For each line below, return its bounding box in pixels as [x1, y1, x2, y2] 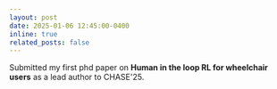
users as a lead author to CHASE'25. [9, 72, 145, 83]
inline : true [9, 29, 58, 38]
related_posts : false [9, 37, 90, 47]
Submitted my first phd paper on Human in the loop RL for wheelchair [9, 62, 268, 73]
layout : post [9, 12, 58, 22]
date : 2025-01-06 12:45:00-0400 [9, 21, 130, 30]
